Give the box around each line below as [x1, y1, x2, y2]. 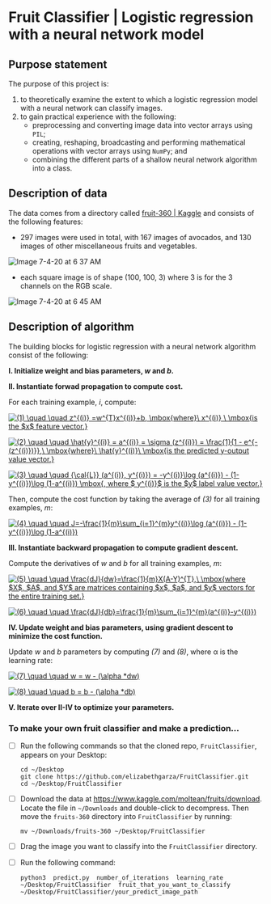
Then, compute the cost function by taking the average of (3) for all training [8, 494, 260, 504]
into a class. [32, 163, 73, 173]
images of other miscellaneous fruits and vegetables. [19, 241, 197, 251]
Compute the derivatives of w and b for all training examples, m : [8, 558, 222, 568]
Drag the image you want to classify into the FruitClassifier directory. [19, 842, 257, 851]
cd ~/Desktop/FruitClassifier [19, 779, 123, 788]
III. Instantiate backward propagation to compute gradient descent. [8, 543, 239, 552]
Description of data [8, 187, 108, 201]
